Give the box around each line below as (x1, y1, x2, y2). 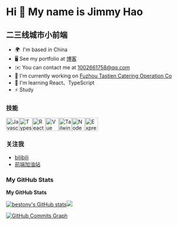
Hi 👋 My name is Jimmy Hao (6, 5, 143, 19)
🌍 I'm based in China (14, 46, 68, 53)
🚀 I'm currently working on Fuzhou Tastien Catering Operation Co (14, 72, 172, 79)
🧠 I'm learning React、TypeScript (14, 79, 95, 86)
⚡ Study (14, 86, 34, 93)
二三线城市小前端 (6, 30, 68, 40)
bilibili (14, 154, 29, 161)
